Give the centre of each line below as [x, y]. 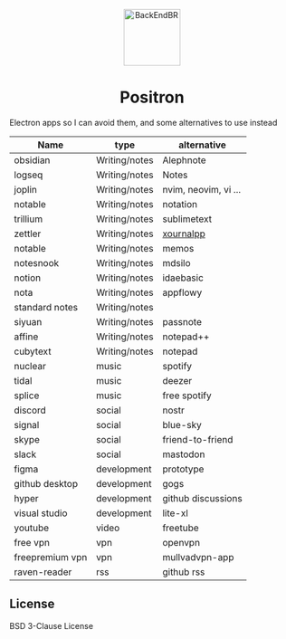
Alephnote [184, 160]
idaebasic [183, 278]
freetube [181, 528]
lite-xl [175, 513]
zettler [28, 234]
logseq [29, 175]
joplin [26, 189]
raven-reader [43, 572]
